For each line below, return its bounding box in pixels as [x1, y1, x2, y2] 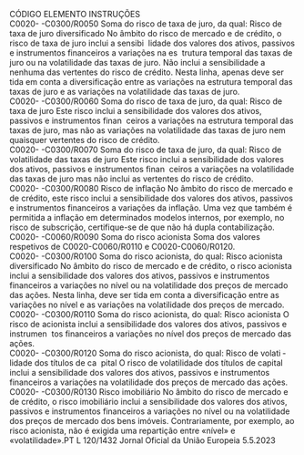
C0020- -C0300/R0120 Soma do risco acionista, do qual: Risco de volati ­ [9, 347, 287, 358]
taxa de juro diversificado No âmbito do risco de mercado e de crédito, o [9, 28, 282, 38]
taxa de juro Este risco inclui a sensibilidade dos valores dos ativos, [9, 106, 262, 116]
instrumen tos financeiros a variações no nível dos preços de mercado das [9, 328, 292, 339]
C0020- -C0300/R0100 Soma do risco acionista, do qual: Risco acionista [9, 251, 283, 262]
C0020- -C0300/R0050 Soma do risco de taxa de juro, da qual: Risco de [9, 18, 282, 29]
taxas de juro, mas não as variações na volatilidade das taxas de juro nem [9, 125, 287, 136]
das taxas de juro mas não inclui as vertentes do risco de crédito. [9, 173, 254, 184]
